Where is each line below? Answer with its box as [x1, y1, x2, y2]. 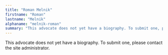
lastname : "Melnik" [5, 16, 46, 21]
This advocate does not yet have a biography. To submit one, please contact [5, 39, 163, 45]
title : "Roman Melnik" [5, 7, 52, 12]
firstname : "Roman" [5, 12, 46, 17]
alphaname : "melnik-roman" [5, 21, 61, 26]
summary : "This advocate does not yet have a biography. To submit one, [5, 26, 160, 31]
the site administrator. [5, 45, 50, 51]
